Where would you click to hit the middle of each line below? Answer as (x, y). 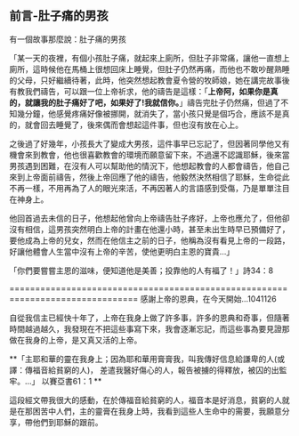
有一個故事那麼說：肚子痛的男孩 (68, 39)
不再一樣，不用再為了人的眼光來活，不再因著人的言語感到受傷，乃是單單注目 (149, 188)
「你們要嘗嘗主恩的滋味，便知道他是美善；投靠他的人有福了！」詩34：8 (141, 270)
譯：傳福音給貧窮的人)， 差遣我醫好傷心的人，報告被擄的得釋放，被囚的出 (145, 370)
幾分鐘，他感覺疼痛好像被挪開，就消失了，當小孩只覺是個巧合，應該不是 (149, 113)
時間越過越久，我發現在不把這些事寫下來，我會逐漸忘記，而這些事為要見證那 (149, 328)
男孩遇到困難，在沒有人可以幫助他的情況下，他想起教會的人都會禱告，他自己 (149, 166)
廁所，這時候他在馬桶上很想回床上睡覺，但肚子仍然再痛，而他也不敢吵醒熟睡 (149, 69)
